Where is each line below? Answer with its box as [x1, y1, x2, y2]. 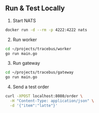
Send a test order [12, 84, 49, 90]
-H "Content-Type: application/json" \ [10, 98, 94, 103]
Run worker [12, 36, 37, 43]
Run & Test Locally [5, 4, 65, 13]
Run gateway [12, 60, 41, 66]
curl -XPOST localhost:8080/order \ [5, 94, 83, 99]
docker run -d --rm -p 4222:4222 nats [5, 27, 87, 32]
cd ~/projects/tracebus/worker [5, 46, 72, 51]
